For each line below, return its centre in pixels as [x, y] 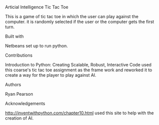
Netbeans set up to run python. [36, 46]
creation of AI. [19, 118]
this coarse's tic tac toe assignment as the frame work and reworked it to [79, 70]
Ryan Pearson [19, 94]
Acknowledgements [25, 104]
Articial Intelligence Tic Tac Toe [37, 7]
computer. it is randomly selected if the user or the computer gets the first [79, 22]
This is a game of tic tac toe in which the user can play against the [72, 16]
